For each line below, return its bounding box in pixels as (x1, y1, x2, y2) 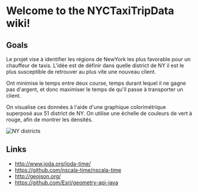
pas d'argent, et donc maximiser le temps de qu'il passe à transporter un (6, 86, 183, 92)
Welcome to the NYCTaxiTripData (6, 4, 174, 18)
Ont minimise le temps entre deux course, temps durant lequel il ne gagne (6, 80, 186, 87)
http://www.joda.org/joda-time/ (14, 160, 91, 167)
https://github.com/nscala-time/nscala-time (14, 166, 122, 173)
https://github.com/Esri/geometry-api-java (14, 178, 118, 186)
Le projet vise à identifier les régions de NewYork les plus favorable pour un (6, 56, 191, 62)
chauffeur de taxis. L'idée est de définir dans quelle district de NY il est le (6, 62, 184, 69)
